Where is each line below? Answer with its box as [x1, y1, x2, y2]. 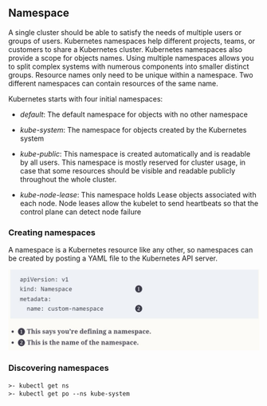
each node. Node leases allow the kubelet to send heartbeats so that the [19, 198, 259, 208]
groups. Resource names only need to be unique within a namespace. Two [8, 70, 253, 79]
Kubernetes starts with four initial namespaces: [8, 94, 163, 103]
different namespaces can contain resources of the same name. [8, 78, 218, 88]
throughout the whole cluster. [19, 174, 117, 184]
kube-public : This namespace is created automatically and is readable [19, 149, 251, 158]
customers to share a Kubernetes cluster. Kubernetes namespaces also [8, 44, 243, 54]
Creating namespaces [8, 227, 96, 238]
